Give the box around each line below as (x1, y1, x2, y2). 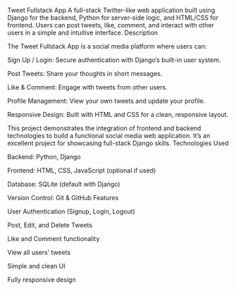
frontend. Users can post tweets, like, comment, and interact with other (7, 21, 215, 29)
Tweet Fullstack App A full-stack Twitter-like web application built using (7, 6, 216, 14)
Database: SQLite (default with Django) (7, 180, 121, 188)
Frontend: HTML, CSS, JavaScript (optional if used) (7, 166, 156, 175)
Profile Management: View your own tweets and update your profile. (7, 97, 206, 105)
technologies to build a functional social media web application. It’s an (7, 132, 211, 140)
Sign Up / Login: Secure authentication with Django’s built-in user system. (7, 56, 221, 64)
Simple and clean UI (7, 262, 66, 270)
